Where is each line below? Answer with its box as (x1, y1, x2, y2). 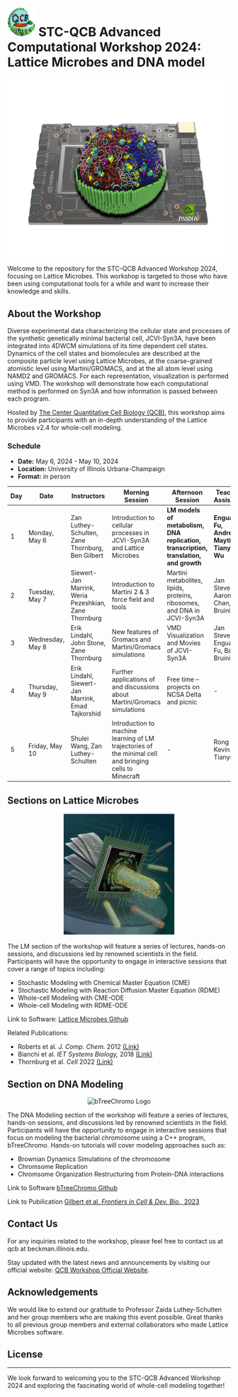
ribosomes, (166, 599, 200, 608)
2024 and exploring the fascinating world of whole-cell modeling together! (7, 1381, 225, 1390)
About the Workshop (7, 308, 101, 320)
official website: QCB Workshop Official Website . (7, 1266, 150, 1274)
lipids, (166, 583, 184, 593)
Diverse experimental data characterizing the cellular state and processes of (7, 326, 230, 335)
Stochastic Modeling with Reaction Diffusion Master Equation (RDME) (17, 986, 221, 995)
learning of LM (112, 734, 154, 743)
